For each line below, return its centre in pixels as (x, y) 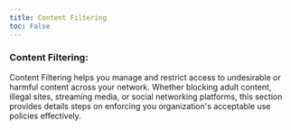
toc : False (30, 26)
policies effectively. (45, 116)
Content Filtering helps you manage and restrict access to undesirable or (145, 77)
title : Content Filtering (58, 18)
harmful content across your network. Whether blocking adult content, (141, 87)
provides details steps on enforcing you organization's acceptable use (140, 106)
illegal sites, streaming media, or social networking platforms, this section (146, 97)
